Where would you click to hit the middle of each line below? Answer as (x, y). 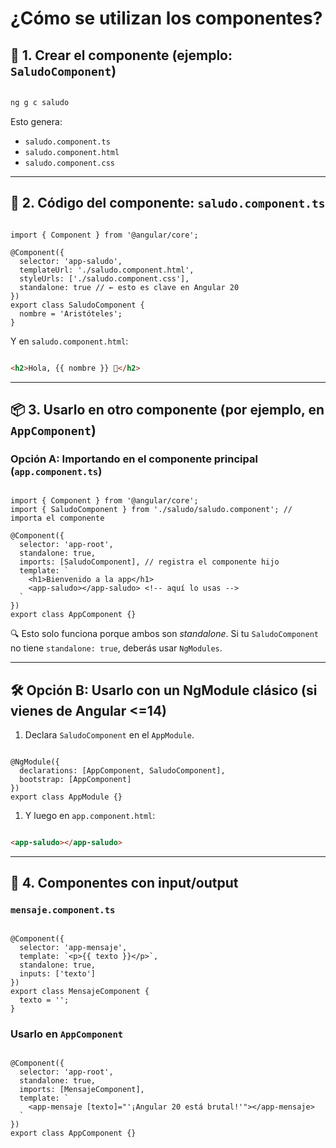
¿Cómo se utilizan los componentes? (166, 18)
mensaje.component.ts (63, 910)
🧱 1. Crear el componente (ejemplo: (121, 55)
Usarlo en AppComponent (67, 1034)
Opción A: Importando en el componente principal (134, 459)
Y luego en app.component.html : (90, 816)
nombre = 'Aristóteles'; (71, 313)
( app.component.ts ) (56, 471)
